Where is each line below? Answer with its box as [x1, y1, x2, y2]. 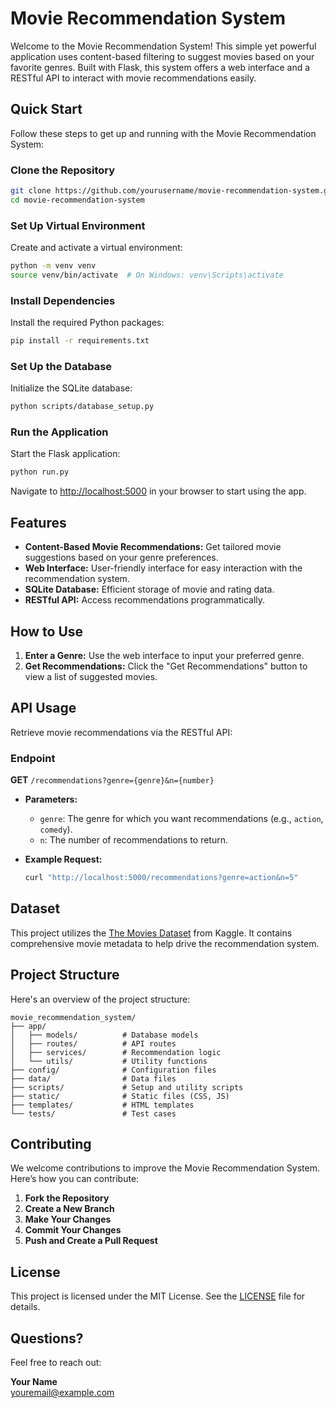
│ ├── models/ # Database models [10, 1030, 199, 1040]
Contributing [10, 1135, 92, 1152]
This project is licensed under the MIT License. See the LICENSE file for [10, 1290, 306, 1302]
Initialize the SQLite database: [10, 382, 133, 394]
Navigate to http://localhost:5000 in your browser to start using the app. [10, 485, 307, 497]
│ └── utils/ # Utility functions [10, 1056, 208, 1066]
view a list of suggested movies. [24, 670, 158, 682]
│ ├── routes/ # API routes [10, 1038, 177, 1049]
